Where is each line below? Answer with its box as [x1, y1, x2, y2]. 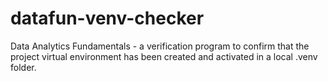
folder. [10, 61, 37, 73]
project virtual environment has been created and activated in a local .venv [10, 50, 318, 62]
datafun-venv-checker [10, 7, 205, 30]
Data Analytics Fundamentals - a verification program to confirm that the [10, 40, 310, 52]
